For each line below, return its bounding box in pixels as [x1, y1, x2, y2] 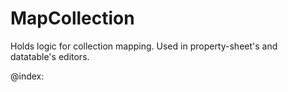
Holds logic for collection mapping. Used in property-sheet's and [10, 40, 278, 52]
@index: [10, 70, 45, 82]
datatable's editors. [10, 50, 90, 62]
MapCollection [10, 7, 135, 30]
